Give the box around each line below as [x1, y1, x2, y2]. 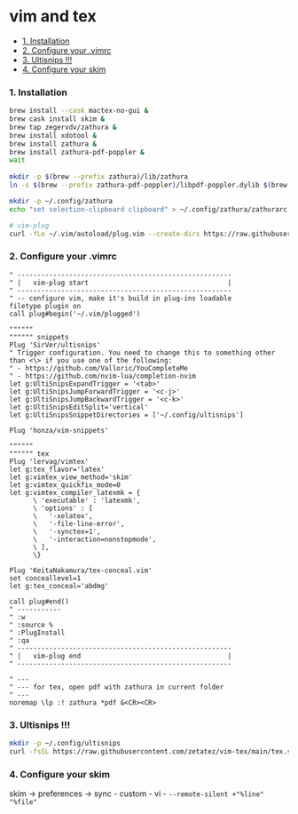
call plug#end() [9, 597, 69, 606]
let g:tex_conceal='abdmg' [9, 581, 109, 590]
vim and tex [9, 6, 97, 27]
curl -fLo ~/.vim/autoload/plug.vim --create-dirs [9, 229, 200, 238]
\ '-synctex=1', [32, 527, 101, 536]
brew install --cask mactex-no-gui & [9, 107, 149, 116]
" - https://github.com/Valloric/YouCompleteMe [9, 363, 189, 372]
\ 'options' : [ [32, 504, 93, 513]
